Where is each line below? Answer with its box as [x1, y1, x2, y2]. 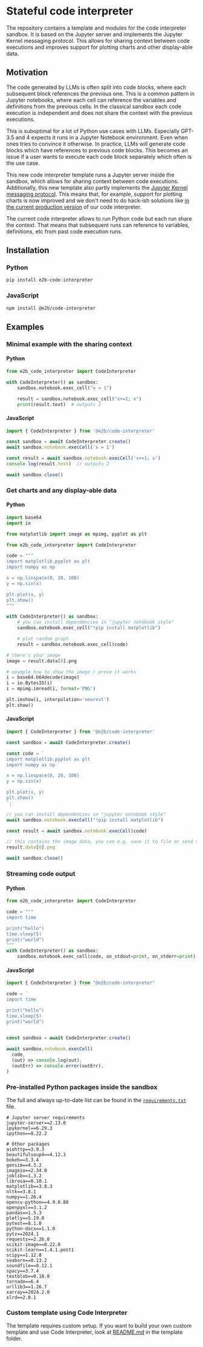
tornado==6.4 [6, 1278, 39, 1285]
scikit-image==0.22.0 [6, 1241, 61, 1247]
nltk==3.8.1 [6, 1189, 36, 1195]
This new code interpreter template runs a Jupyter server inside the [6, 171, 175, 178]
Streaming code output [6, 869, 76, 877]
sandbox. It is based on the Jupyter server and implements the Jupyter [6, 30, 183, 37]
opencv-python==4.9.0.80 [6, 1199, 69, 1205]
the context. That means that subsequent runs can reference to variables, [6, 221, 190, 228]
